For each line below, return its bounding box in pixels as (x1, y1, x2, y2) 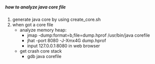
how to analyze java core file (5, 4, 66, 10)
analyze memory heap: (19, 27, 67, 33)
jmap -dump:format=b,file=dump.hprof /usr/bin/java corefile (27, 32, 150, 38)
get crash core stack (19, 48, 62, 54)
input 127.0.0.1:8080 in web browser (27, 43, 101, 49)
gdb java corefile (27, 53, 62, 59)
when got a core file (12, 21, 53, 27)
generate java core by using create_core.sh (12, 16, 101, 22)
